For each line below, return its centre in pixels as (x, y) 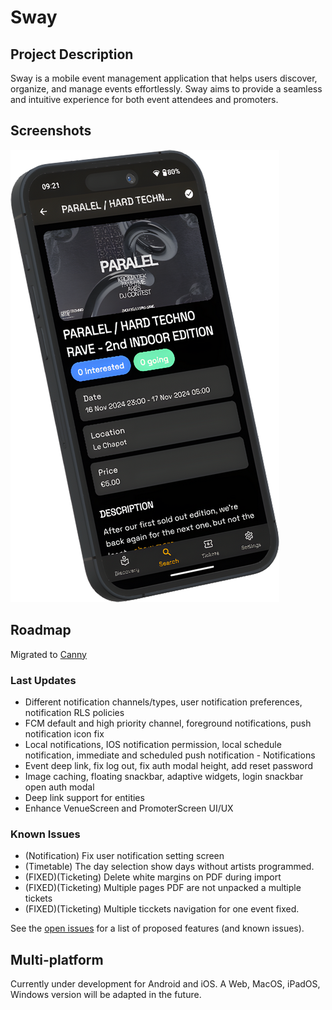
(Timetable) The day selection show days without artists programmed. (169, 867)
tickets (38, 898)
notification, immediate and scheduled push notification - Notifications (170, 755)
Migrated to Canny (48, 654)
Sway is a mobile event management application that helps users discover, (164, 78)
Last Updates (43, 680)
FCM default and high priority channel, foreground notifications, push (168, 723)
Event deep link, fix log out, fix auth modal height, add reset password (169, 765)
